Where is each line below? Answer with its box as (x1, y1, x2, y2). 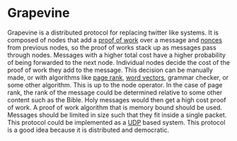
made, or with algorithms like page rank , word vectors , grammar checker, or (7, 73, 229, 82)
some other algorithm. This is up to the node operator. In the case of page (7, 80, 223, 89)
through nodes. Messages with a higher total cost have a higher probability (7, 51, 226, 59)
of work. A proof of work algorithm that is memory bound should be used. (7, 103, 223, 111)
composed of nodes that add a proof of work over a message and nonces (7, 35, 223, 44)
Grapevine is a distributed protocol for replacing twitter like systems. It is (7, 28, 219, 37)
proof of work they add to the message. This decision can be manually (7, 66, 214, 74)
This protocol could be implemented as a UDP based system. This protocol (7, 118, 226, 126)
